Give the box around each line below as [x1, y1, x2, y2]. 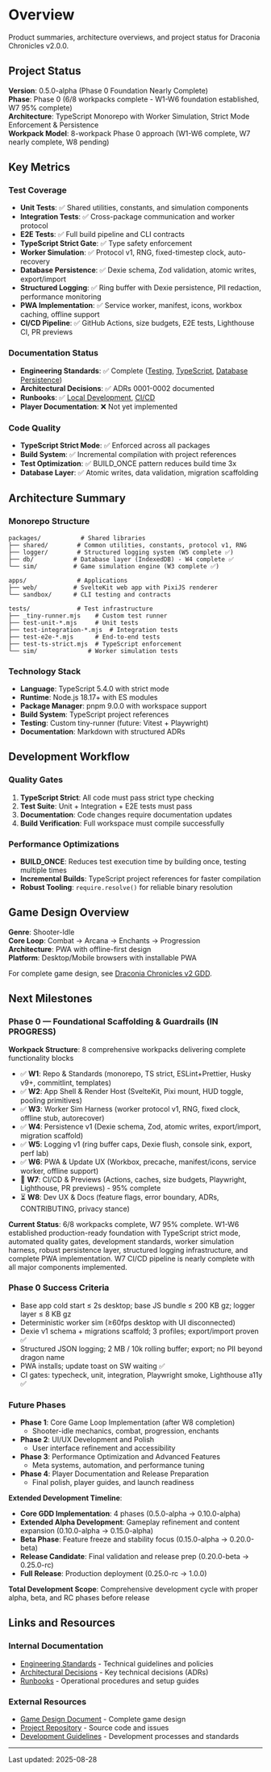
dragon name [19, 1352, 65, 1362]
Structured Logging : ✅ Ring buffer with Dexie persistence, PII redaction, [19, 283, 262, 293]
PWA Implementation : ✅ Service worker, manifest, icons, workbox [19, 301, 243, 310]
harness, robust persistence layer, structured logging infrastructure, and [8, 1245, 248, 1254]
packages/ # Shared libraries [8, 534, 147, 542]
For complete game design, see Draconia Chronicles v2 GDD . [8, 968, 212, 978]
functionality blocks [8, 1053, 74, 1063]
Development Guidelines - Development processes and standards [19, 1732, 240, 1741]
